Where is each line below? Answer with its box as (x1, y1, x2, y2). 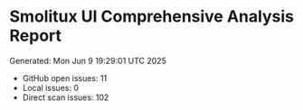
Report (9, 25, 62, 46)
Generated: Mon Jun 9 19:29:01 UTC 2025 (9, 55, 167, 66)
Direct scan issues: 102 (22, 92, 109, 103)
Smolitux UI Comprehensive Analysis (9, 6, 294, 27)
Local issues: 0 (22, 82, 80, 93)
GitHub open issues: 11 (22, 72, 108, 83)
